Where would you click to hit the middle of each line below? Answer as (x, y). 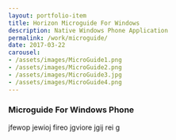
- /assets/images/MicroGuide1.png (65, 60)
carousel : (25, 52)
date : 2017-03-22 (37, 45)
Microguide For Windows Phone (71, 110)
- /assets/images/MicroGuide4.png (65, 82)
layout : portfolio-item (48, 16)
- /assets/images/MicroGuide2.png (65, 68)
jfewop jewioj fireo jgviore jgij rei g (64, 127)
